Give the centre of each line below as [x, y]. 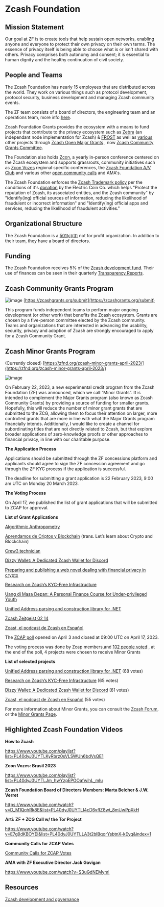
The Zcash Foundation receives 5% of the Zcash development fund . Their [80, 268]
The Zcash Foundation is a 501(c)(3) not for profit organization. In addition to [82, 235]
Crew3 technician [23, 551]
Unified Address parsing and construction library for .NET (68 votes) [74, 671]
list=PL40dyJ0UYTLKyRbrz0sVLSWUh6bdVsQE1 [54, 756]
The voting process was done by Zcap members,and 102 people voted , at [80, 647]
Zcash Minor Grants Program [50, 351]
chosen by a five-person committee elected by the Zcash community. [75, 320]
